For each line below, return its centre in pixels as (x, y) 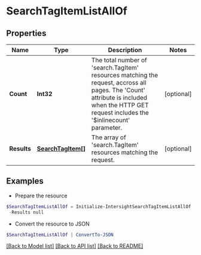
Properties (26, 33)
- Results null (26, 212)
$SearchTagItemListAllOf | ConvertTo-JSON (60, 235)
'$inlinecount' (111, 120)
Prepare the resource (41, 196)
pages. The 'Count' (118, 90)
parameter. (107, 127)
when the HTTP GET (120, 105)
